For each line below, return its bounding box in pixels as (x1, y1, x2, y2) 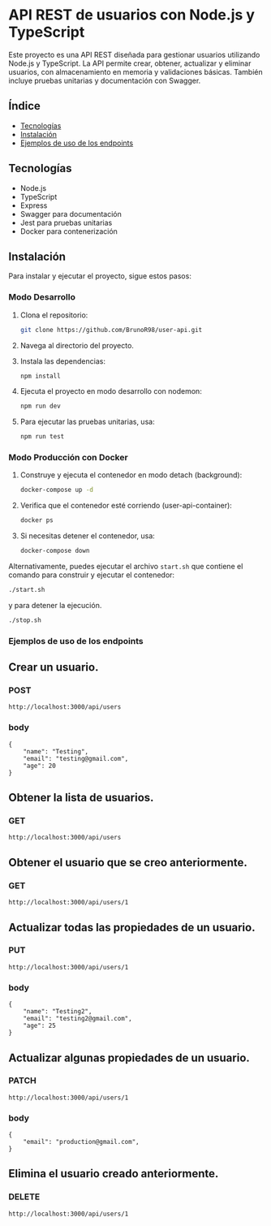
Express (19, 201, 48, 210)
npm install (19, 372, 61, 380)
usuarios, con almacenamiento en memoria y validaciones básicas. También (8, 67, 264, 76)
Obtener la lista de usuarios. (8, 791, 154, 805)
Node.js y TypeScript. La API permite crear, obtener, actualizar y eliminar (8, 58, 252, 68)
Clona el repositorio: (19, 310, 88, 320)
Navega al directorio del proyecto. (19, 340, 134, 350)
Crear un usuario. (8, 660, 99, 675)
